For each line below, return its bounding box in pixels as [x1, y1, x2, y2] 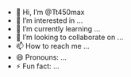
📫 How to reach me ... [15, 42, 90, 50]
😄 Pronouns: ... [15, 53, 67, 62]
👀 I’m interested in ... [15, 16, 83, 25]
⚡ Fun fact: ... [15, 61, 60, 71]
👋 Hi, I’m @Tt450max [15, 8, 85, 16]
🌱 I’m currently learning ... [15, 24, 101, 33]
